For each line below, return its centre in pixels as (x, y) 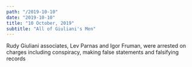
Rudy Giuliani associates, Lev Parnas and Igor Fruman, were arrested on (96, 46)
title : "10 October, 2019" (40, 23)
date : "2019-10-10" (31, 18)
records (16, 59)
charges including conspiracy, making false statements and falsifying (93, 53)
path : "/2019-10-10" (32, 12)
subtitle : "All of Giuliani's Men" (51, 29)
